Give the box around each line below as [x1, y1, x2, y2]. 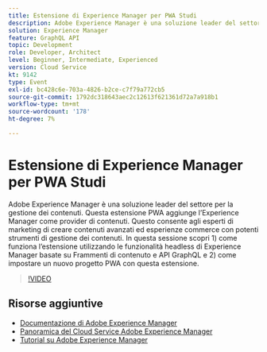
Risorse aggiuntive [8, 297, 103, 311]
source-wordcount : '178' [8, 108, 91, 116]
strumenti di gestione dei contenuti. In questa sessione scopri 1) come [8, 233, 238, 242]
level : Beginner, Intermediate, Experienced [8, 56, 158, 64]
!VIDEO [27, 273, 52, 283]
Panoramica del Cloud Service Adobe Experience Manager [19, 327, 213, 336]
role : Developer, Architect [8, 48, 102, 56]
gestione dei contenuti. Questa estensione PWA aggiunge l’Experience [8, 207, 240, 217]
